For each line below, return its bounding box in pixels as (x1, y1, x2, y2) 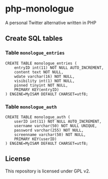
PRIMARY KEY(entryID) (14, 87, 59, 92)
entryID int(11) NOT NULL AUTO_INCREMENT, (14, 65, 104, 70)
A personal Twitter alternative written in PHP (5, 20, 96, 26)
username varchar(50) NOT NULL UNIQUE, (14, 123, 97, 128)
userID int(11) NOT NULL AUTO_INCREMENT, (14, 119, 101, 124)
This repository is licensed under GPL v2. (5, 168, 90, 174)
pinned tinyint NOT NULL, (14, 82, 68, 88)
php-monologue (5, 3, 74, 15)
